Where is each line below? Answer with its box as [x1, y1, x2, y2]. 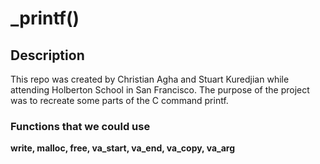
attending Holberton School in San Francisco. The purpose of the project [10, 84, 310, 96]
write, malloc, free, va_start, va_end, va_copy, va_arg [10, 142, 236, 154]
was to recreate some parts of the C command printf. [10, 95, 229, 106]
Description [10, 47, 85, 64]
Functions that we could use [10, 119, 151, 133]
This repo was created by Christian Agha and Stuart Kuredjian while [10, 73, 290, 85]
